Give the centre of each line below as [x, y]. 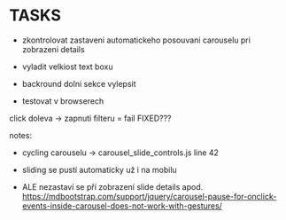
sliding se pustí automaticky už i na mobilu [99, 169]
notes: [21, 135]
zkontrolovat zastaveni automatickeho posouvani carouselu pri [136, 40]
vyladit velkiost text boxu [67, 67]
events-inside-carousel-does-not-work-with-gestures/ [122, 206]
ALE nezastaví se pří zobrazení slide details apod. [112, 186]
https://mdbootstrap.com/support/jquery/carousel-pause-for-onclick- [149, 196]
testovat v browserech [63, 101]
